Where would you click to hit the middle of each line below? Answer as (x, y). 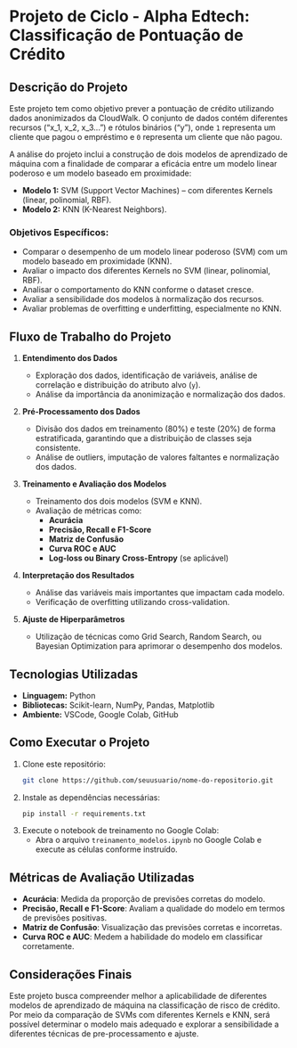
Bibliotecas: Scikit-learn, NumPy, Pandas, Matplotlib (118, 705)
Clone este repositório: (64, 764)
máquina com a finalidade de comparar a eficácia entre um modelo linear (143, 164)
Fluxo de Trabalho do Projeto (90, 336)
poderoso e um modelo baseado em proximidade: (100, 173)
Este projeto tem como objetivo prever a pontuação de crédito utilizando (141, 108)
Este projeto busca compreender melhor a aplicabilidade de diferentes (138, 996)
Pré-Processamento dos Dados (81, 412)
